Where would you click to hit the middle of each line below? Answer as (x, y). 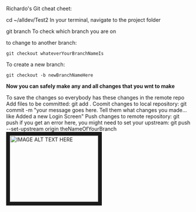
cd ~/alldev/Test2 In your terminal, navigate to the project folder (83, 20)
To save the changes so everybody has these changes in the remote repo (95, 97)
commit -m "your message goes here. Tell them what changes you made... (97, 110)
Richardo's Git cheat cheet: (39, 9)
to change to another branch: (41, 43)
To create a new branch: (36, 64)
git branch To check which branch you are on (61, 31)
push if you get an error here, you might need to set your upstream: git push (98, 122)
